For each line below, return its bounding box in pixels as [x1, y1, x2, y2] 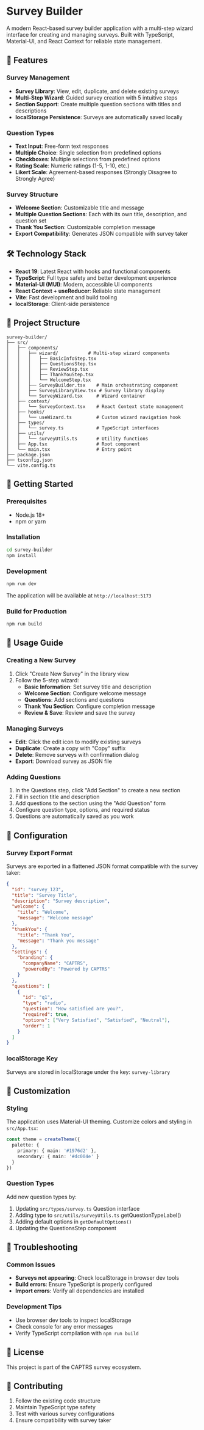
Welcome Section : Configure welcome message [24, 689, 147, 697]
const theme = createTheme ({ [6, 1136, 80, 1143]
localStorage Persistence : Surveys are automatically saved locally [15, 113, 183, 120]
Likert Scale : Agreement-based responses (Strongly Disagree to [15, 168, 177, 175]
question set [15, 217, 47, 224]
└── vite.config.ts [6, 462, 56, 469]
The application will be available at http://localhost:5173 [6, 591, 152, 599]
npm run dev [6, 580, 37, 587]
